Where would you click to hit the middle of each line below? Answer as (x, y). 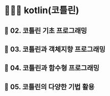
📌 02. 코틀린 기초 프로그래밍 (46, 31)
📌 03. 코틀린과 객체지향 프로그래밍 (55, 49)
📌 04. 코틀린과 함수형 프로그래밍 (52, 68)
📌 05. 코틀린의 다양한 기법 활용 (49, 87)
